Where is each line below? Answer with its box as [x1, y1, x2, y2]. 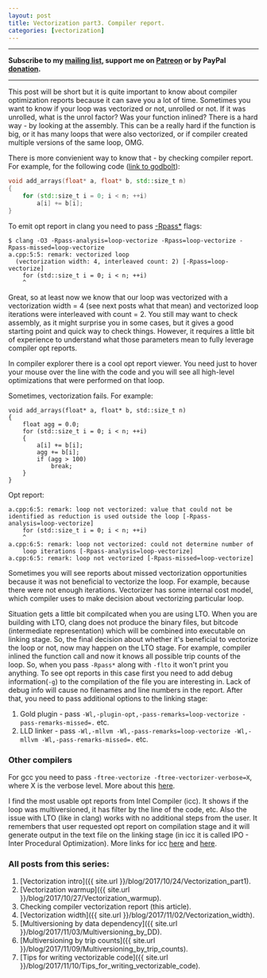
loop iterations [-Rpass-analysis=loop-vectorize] [22, 547, 194, 555]
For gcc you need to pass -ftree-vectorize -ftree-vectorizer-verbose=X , [8, 773, 253, 782]
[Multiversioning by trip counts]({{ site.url [19, 936, 156, 945]
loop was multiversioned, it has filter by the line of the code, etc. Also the [8, 805, 248, 815]
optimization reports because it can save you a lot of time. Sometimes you [8, 96, 251, 105]
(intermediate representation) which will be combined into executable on [8, 626, 246, 636]
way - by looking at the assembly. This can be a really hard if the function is [8, 121, 256, 131]
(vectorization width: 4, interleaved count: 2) [15, 257, 180, 265]
